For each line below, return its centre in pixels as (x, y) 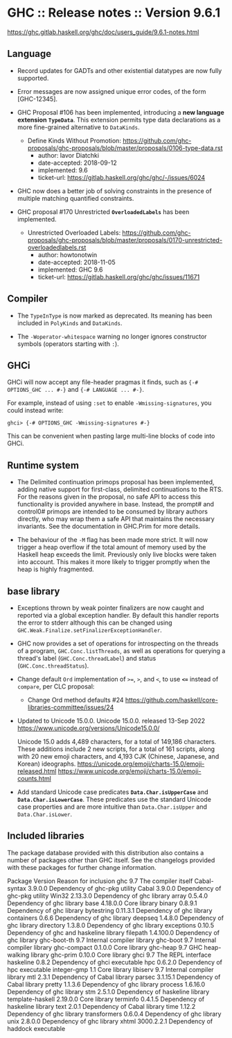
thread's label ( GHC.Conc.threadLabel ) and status (87, 658)
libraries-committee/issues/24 (71, 707)
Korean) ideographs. (46, 764)
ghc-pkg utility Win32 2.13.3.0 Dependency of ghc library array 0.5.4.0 (108, 896)
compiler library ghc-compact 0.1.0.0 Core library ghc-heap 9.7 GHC (105, 947)
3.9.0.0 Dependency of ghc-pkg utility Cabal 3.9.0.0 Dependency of (124, 888)
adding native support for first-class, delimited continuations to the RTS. (120, 489)
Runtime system (43, 465)
